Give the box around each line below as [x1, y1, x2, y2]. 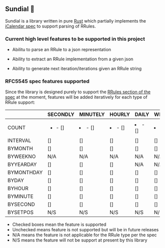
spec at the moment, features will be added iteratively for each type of [5, 94, 148, 100]
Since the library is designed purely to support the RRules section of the [5, 89, 151, 95]
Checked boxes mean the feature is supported [12, 221, 107, 227]
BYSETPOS [7, 209, 34, 216]
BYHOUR [7, 185, 28, 192]
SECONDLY [47, 111, 75, 118]
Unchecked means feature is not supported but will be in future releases [12, 227, 159, 233]
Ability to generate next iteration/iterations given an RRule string [12, 66, 142, 72]
